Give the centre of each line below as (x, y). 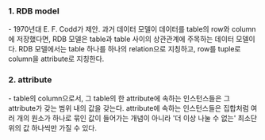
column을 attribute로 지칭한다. (56, 59)
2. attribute (30, 80)
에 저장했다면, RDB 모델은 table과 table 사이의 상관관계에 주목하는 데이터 (121, 39)
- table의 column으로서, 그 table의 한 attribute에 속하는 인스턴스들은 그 (119, 98)
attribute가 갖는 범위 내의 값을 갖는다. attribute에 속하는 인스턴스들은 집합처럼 (129, 108)
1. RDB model (34, 11)
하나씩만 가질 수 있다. (64, 127)
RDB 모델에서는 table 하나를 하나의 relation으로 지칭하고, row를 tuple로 (130, 49)
